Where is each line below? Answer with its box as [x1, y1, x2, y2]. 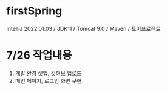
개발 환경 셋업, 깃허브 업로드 [15, 69, 82, 77]
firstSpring [6, 4, 63, 18]
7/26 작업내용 [6, 48, 72, 62]
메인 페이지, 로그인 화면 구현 [15, 77, 82, 84]
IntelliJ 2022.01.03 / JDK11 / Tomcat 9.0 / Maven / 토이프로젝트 [6, 25, 161, 32]
